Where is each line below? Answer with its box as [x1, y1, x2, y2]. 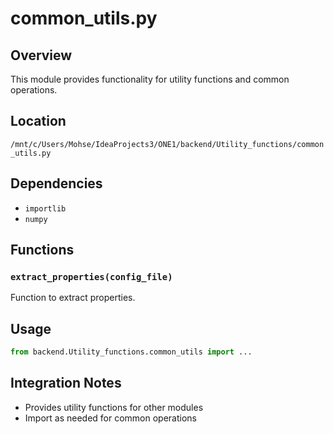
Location [10, 113, 67, 130]
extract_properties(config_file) [10, 271, 173, 282]
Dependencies [10, 175, 103, 192]
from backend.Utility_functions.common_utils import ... [10, 347, 253, 357]
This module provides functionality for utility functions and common [10, 73, 290, 85]
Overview [10, 47, 73, 64]
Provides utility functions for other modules [24, 401, 204, 413]
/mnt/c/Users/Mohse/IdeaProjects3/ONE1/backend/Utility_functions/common [10, 139, 325, 149]
